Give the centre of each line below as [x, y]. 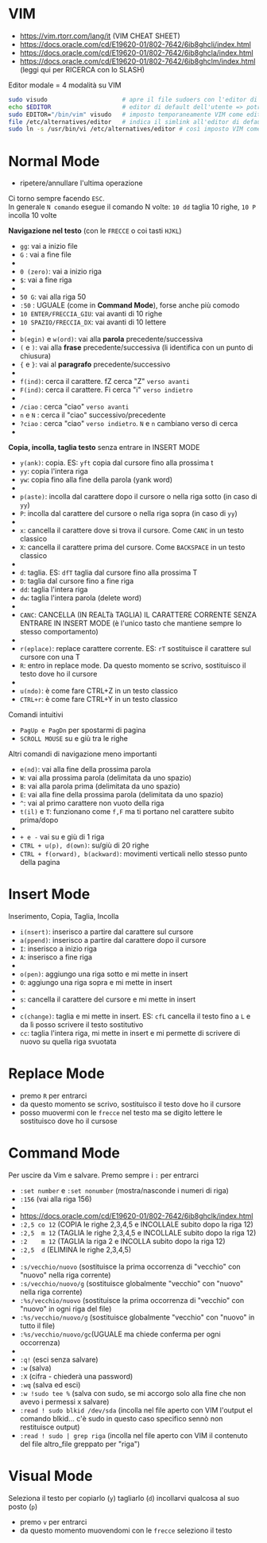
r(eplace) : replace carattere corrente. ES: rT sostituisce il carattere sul [135, 649]
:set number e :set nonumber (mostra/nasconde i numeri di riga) [124, 1191]
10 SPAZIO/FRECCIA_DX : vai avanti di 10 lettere [93, 322]
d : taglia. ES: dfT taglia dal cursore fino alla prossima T [108, 572]
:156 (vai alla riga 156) [56, 1199]
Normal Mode [54, 161]
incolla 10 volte [33, 215]
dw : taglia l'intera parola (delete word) [80, 598]
